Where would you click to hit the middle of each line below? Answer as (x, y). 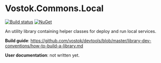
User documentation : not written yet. (42, 55)
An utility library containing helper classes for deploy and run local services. (81, 31)
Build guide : (17, 40)
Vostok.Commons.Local (54, 8)
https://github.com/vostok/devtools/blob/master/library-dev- (91, 40)
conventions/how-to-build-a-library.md (44, 46)
